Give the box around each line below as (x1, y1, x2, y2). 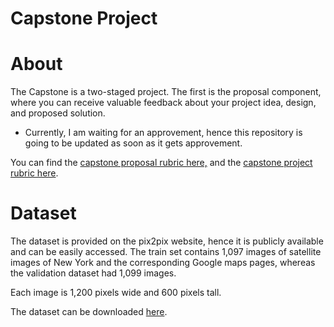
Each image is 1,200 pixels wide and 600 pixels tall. (10, 287, 222, 299)
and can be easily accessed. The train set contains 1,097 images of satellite (10, 246, 322, 258)
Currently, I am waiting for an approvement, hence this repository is (24, 127, 303, 139)
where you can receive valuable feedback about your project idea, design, (10, 97, 317, 109)
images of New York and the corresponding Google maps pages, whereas (10, 257, 316, 269)
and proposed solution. (10, 107, 106, 119)
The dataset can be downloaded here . (10, 306, 168, 318)
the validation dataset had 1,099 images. (10, 267, 177, 279)
